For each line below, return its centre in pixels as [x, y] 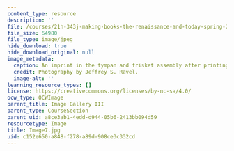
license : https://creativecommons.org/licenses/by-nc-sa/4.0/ [99, 91]
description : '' [31, 20]
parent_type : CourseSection [48, 111]
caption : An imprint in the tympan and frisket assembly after [107, 65]
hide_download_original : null [51, 53]
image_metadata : [31, 59]
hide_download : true [37, 46]
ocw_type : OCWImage [36, 98]
